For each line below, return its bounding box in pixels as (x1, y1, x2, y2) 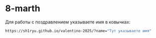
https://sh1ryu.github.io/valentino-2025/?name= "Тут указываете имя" (5, 28, 152, 33)
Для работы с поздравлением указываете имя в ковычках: (5, 19, 131, 25)
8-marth (5, 3, 41, 14)
